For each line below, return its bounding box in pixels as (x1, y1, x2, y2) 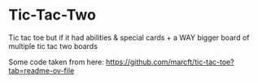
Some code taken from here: (8, 57, 104, 67)
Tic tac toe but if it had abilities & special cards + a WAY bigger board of (8, 33, 250, 42)
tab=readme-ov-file (8, 65, 75, 75)
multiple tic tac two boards (8, 41, 98, 50)
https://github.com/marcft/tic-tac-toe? (105, 57, 234, 67)
